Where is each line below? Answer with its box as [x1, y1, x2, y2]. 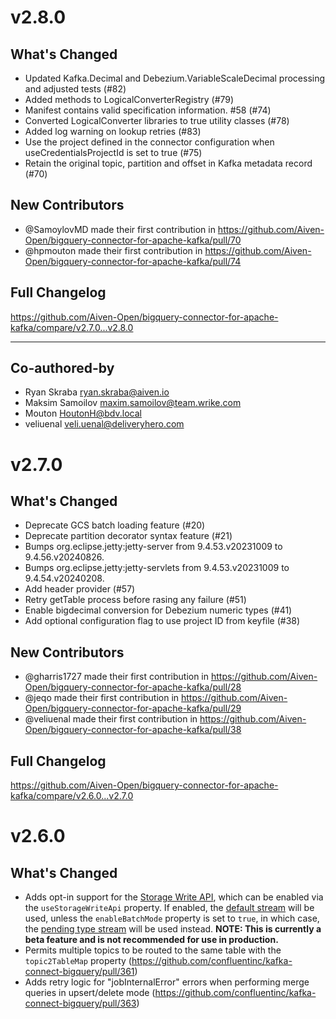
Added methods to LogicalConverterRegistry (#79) [24, 94, 235, 105]
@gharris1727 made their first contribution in [24, 671, 210, 683]
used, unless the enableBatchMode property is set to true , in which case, [24, 912, 320, 925]
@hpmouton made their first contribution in [24, 244, 203, 256]
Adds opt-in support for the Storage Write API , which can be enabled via [24, 891, 324, 903]
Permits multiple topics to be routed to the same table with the [24, 944, 282, 956]
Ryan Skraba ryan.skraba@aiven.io [24, 386, 170, 398]
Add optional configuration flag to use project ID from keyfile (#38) [24, 615, 301, 627]
